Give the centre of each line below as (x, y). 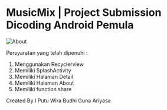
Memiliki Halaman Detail (44, 76)
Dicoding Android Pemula (70, 25)
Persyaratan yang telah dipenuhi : (47, 52)
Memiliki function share (43, 89)
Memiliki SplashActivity (43, 70)
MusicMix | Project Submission (84, 13)
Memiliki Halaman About (44, 83)
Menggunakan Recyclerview (49, 64)
